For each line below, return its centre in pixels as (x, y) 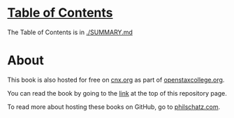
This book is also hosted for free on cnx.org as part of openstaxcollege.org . (116, 80)
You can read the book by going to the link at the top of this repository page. (117, 93)
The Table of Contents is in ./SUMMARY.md (70, 32)
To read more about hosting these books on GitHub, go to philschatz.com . (114, 107)
